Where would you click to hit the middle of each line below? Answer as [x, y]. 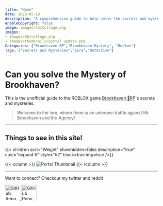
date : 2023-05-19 [23, 14]
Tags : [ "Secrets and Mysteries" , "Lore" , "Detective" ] [59, 50]
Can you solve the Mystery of [66, 74]
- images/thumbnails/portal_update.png [45, 41]
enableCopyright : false [29, 23]
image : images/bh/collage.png [36, 28]
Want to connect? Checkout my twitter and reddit [54, 178]
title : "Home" [19, 9]
